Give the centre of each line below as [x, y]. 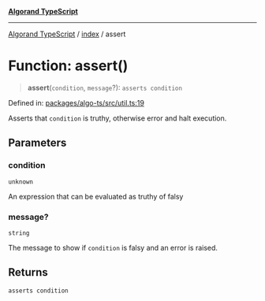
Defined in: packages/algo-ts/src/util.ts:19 [76, 102]
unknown [21, 182]
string [19, 233]
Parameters [37, 143]
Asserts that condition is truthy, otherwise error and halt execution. [118, 118]
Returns [28, 272]
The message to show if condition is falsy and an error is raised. [113, 247]
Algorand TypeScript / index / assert [67, 34]
